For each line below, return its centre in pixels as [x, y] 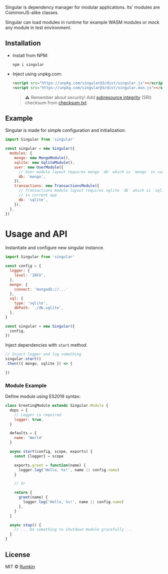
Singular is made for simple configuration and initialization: [65, 130]
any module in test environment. [38, 28]
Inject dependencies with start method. [46, 345]
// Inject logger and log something [43, 354]
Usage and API [36, 234]
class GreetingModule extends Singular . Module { [57, 406]
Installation [23, 43]
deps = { [19, 410]
